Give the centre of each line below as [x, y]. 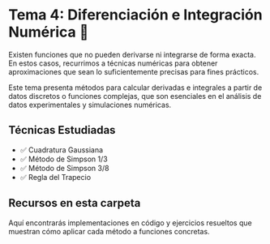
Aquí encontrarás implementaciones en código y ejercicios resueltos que [131, 223]
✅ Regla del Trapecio [56, 177]
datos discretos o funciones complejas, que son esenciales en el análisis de [135, 96]
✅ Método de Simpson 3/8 [64, 168]
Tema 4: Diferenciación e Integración [135, 15]
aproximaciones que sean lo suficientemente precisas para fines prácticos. [134, 71]
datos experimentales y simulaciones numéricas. [90, 105]
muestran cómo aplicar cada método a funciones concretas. [109, 231]
